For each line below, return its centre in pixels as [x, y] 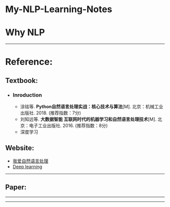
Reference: [29, 62]
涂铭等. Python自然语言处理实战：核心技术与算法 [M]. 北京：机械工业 [92, 107]
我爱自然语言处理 [30, 161]
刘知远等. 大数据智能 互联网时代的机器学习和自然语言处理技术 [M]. [88, 119]
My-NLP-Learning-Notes [59, 9]
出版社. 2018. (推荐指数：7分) [51, 113]
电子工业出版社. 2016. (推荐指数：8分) [68, 126]
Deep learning [27, 167]
